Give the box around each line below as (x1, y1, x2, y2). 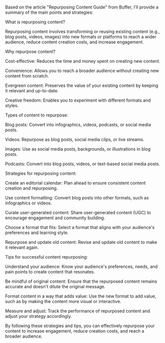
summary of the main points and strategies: (5, 9, 94, 15)
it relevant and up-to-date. (5, 88, 59, 93)
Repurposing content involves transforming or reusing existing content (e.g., (5, 29, 160, 34)
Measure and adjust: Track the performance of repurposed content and (5, 308, 150, 314)
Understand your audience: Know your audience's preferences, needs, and (5, 264, 158, 269)
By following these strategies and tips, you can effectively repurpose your (5, 323, 155, 329)
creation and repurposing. (5, 185, 58, 191)
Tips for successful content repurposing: (5, 254, 88, 260)
